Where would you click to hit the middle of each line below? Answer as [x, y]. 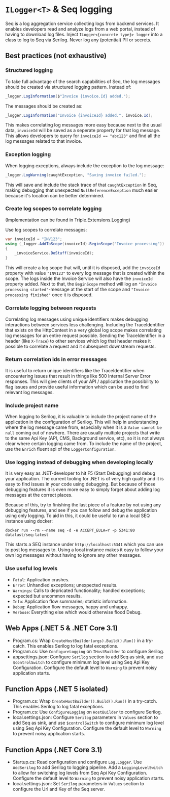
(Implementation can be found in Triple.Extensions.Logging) [68, 220]
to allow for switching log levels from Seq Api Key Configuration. [80, 773]
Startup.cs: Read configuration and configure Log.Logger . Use [77, 762]
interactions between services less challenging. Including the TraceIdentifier [85, 324]
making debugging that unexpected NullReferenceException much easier [82, 190]
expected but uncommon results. [47, 596]
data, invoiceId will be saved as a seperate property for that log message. [83, 131]
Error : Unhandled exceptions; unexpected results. [65, 585]
